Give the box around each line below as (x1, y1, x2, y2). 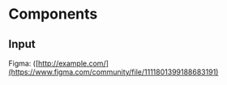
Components (8, 5, 98, 23)
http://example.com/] (37, 58, 109, 68)
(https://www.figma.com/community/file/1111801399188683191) (8, 67, 219, 77)
